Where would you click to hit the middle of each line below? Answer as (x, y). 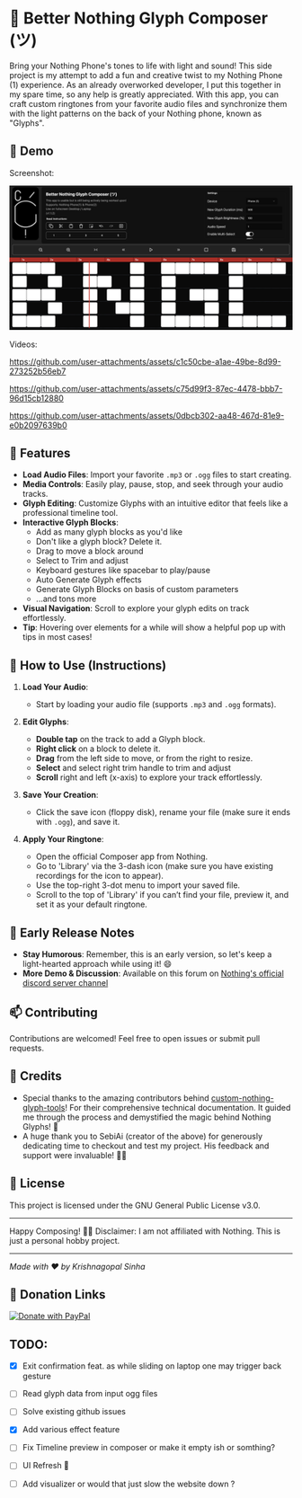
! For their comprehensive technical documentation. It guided (178, 1107)
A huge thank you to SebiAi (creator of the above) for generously (142, 1136)
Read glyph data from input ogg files (90, 1394)
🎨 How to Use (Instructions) (88, 665)
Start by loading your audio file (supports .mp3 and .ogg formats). (156, 705)
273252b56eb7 (38, 371)
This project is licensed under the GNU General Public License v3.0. (135, 1205)
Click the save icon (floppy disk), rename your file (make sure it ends (163, 812)
